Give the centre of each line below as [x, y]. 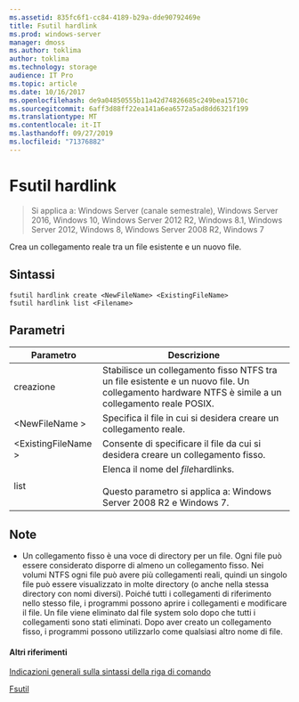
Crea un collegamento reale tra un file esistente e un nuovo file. [125, 247]
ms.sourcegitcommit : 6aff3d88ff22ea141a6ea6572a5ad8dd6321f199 [129, 109]
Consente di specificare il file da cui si [181, 444]
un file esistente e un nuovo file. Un [176, 381]
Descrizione [194, 355]
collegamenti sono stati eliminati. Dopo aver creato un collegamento [146, 622]
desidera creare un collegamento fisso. [184, 455]
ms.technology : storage [53, 68]
